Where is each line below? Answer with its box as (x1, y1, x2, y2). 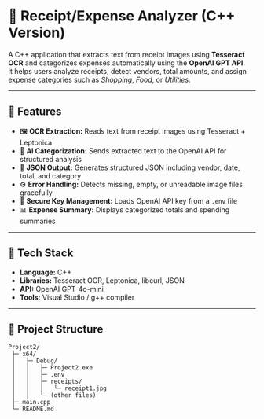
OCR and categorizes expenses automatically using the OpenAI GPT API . (8, 58, 246, 68)
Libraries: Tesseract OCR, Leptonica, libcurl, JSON (19, 275, 185, 285)
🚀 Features (8, 105, 62, 119)
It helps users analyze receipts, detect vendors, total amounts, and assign (8, 66, 247, 75)
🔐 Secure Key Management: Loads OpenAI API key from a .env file (19, 196, 238, 205)
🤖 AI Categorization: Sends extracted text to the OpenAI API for (19, 145, 227, 156)
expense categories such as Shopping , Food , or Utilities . (8, 75, 191, 84)
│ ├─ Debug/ (11, 357, 58, 365)
